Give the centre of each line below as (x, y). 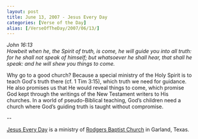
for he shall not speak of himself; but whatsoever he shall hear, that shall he (100, 57)
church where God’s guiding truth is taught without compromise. (85, 106)
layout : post (23, 12)
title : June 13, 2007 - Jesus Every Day (57, 17)
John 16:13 (20, 45)
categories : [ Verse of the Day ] (46, 22)
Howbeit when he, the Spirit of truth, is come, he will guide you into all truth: (99, 51)
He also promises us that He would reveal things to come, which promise (95, 88)
